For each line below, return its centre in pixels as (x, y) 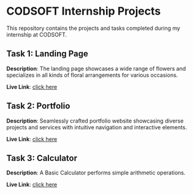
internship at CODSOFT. (37, 34)
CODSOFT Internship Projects (84, 11)
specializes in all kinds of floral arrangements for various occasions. (92, 75)
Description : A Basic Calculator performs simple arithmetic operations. (96, 173)
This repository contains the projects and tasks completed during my (93, 28)
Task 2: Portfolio (38, 106)
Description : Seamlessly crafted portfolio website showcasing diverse (95, 121)
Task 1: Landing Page (47, 54)
